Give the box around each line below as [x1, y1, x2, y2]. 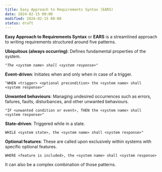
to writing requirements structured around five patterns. [5, 39, 116, 45]
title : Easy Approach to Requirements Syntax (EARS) [5, 7, 114, 12]
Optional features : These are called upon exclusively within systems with [5, 139, 151, 144]
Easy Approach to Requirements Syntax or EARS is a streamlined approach [5, 34, 158, 40]
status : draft [5, 20, 34, 26]
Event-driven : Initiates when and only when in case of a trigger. [5, 71, 133, 78]
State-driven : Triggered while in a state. [5, 121, 86, 126]
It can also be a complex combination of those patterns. [5, 162, 116, 168]
